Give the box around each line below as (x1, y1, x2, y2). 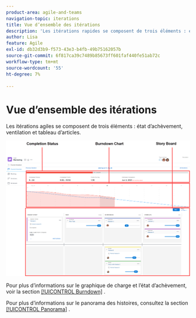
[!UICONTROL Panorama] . (6, 305, 71, 313)
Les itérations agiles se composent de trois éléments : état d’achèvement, (6, 123, 183, 130)
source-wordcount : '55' (6, 65, 64, 71)
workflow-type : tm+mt (6, 59, 59, 64)
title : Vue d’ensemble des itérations (6, 22, 100, 28)
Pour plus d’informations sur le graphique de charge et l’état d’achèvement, (6, 282, 187, 289)
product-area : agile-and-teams (6, 9, 82, 15)
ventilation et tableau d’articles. (6, 129, 82, 136)
